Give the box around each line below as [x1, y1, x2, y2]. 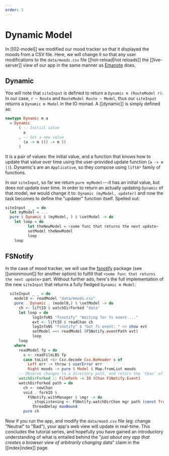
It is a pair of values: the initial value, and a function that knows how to [5, 153, 151, 159]
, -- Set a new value [18, 134, 64, 140]
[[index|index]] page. [5, 445, 49, 451]
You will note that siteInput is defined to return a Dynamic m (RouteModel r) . [5, 90, 163, 96]
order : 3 [5, 7, 24, 13]
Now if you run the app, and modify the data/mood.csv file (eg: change [5, 418, 151, 424]
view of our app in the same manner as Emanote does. [23, 62, 136, 68]
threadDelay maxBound [32, 404, 78, 409]
